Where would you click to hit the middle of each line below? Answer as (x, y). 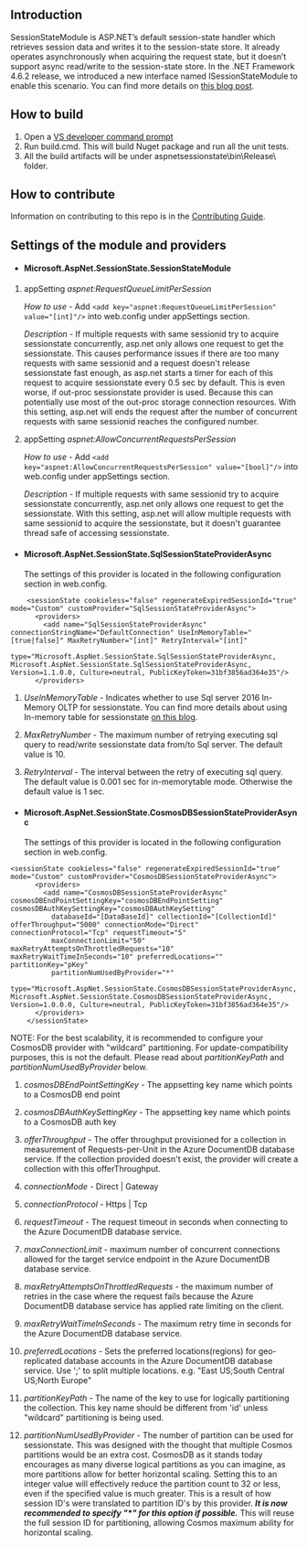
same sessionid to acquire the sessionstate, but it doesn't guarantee (152, 523)
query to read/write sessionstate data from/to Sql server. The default (153, 745)
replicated (42, 1361)
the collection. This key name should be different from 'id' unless (146, 1408)
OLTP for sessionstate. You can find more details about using (172, 707)
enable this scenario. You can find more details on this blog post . (132, 85)
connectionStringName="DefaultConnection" (92, 633)
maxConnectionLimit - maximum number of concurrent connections (152, 1250)
